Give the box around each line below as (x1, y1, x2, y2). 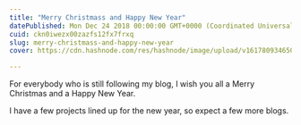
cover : (9, 46, 34, 55)
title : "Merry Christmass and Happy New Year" (9, 12, 186, 22)
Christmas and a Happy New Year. (9, 88, 136, 99)
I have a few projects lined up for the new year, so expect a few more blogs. (9, 105, 289, 116)
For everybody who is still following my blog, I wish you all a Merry (9, 79, 255, 89)
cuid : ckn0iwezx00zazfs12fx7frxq (9, 29, 134, 38)
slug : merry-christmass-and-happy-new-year (9, 37, 175, 47)
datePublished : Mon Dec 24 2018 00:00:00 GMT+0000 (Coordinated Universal (9, 21, 295, 30)
